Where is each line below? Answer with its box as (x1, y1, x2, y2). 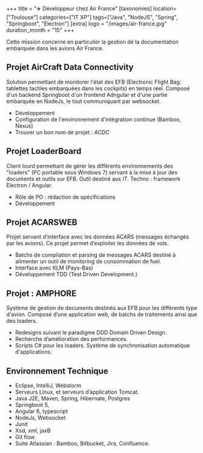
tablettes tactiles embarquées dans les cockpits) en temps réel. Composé (6, 84, 190, 92)
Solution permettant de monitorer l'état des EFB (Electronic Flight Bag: (6, 78, 182, 85)
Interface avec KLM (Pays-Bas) (15, 264, 94, 271)
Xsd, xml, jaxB (15, 427, 51, 434)
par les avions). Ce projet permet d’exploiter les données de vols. (6, 240, 169, 247)
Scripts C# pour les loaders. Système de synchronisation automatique (15, 342, 190, 349)
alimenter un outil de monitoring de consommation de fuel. (15, 258, 162, 265)
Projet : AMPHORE (6, 288, 77, 299)
